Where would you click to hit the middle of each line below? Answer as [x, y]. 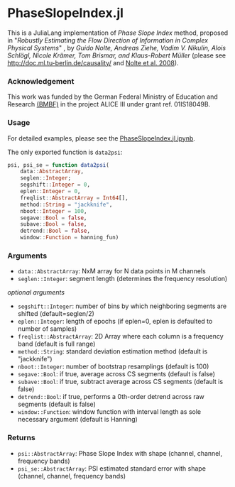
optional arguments [36, 292]
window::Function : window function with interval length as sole [109, 412]
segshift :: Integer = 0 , [55, 185]
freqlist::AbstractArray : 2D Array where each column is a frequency [120, 336]
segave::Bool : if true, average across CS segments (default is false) [116, 374]
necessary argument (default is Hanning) [78, 420]
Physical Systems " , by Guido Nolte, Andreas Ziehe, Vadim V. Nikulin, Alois [116, 48]
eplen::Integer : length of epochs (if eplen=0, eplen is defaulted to [115, 322]
